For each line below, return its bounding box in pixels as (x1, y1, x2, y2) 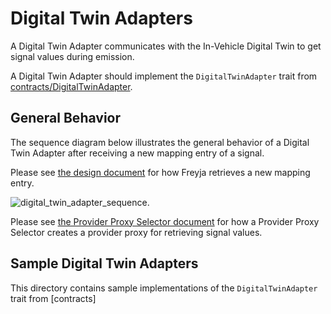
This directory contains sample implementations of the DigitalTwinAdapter (10, 282, 318, 294)
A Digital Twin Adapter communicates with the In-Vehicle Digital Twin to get (10, 40, 322, 52)
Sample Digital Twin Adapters (10, 255, 199, 272)
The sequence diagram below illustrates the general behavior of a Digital (10, 136, 310, 148)
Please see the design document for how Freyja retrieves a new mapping (10, 166, 311, 178)
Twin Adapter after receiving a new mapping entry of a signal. (10, 147, 265, 159)
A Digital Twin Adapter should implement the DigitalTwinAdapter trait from (10, 70, 318, 82)
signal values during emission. (10, 50, 135, 62)
